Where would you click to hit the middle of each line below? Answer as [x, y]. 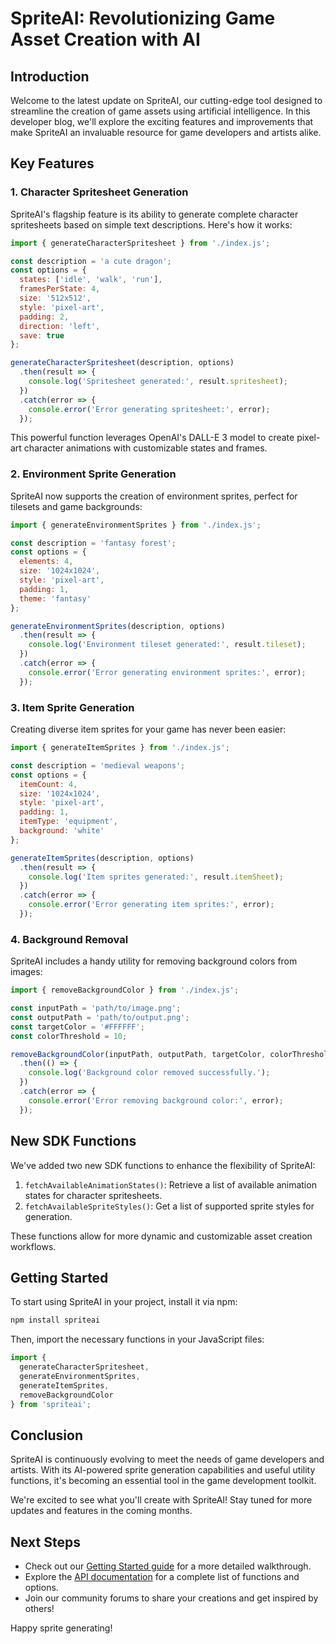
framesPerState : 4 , [60, 289]
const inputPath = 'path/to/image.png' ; [96, 1008]
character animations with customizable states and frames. [145, 448]
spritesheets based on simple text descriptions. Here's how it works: [151, 224]
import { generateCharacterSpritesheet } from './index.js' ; [140, 243]
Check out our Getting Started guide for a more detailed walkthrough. [168, 1566]
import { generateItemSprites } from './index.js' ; [120, 748]
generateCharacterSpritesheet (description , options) [122, 363]
